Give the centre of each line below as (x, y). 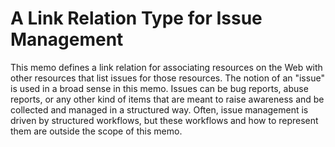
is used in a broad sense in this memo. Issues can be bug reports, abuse (159, 88)
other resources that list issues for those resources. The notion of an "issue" (167, 78)
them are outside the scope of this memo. (96, 131)
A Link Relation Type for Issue (136, 18)
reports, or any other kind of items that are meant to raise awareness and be (167, 99)
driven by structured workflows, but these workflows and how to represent (164, 120)
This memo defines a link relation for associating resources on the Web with (166, 67)
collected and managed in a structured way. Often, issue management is (159, 109)
